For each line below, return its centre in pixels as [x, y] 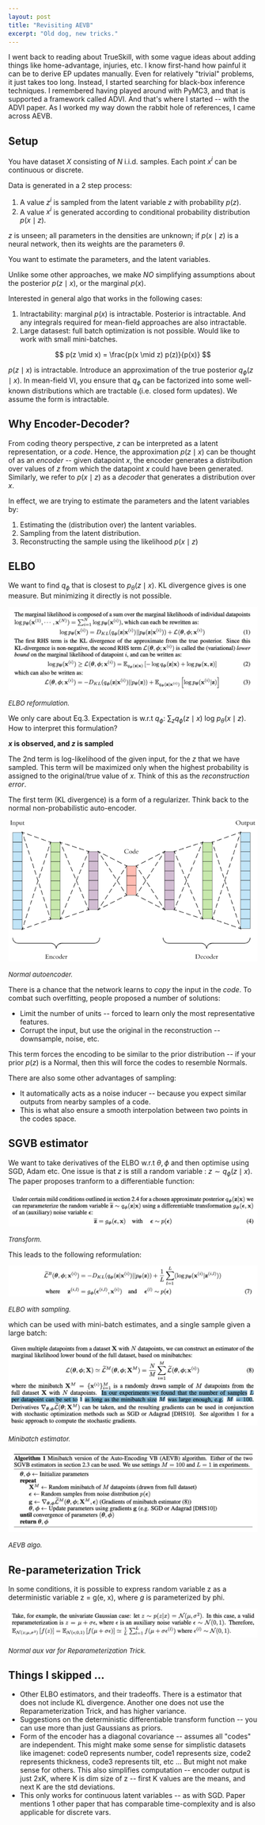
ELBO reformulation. [39, 703]
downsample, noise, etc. [60, 1038]
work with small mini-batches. [69, 339]
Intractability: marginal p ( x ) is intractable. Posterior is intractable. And [133, 314]
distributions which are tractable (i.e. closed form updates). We [134, 391]
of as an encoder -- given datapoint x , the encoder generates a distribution [131, 460]
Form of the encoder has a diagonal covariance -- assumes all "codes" [135, 1736]
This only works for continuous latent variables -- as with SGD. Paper [132, 1796]
